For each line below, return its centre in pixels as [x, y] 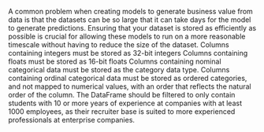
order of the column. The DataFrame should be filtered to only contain [122, 95]
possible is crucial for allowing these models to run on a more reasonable [127, 36]
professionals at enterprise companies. [72, 120]
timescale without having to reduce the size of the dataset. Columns [119, 45]
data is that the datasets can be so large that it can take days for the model [130, 20]
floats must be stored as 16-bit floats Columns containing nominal [115, 61]
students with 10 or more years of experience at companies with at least [125, 103]
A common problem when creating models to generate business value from [131, 11]
